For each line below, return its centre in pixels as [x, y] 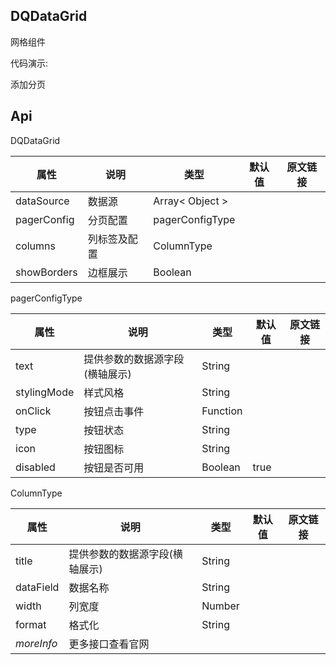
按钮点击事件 [114, 411]
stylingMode [45, 392]
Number [220, 606]
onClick [33, 411]
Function [222, 411]
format [31, 624]
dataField [37, 587]
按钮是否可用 [114, 467]
